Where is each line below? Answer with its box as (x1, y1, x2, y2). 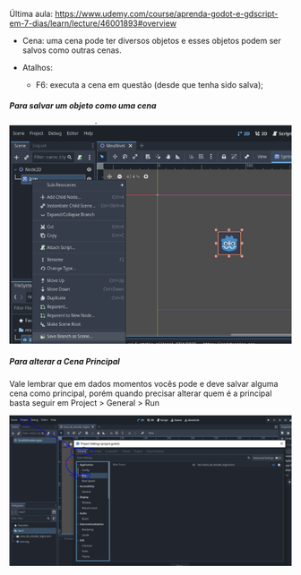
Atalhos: (21, 63, 54, 73)
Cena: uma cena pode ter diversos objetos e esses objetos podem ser (21, 36, 282, 46)
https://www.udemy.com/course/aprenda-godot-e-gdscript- (55, 9, 279, 19)
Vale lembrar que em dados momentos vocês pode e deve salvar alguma (9, 379, 279, 390)
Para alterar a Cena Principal (9, 356, 121, 366)
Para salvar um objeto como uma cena (9, 99, 157, 111)
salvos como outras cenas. (21, 45, 123, 56)
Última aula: (9, 9, 54, 19)
